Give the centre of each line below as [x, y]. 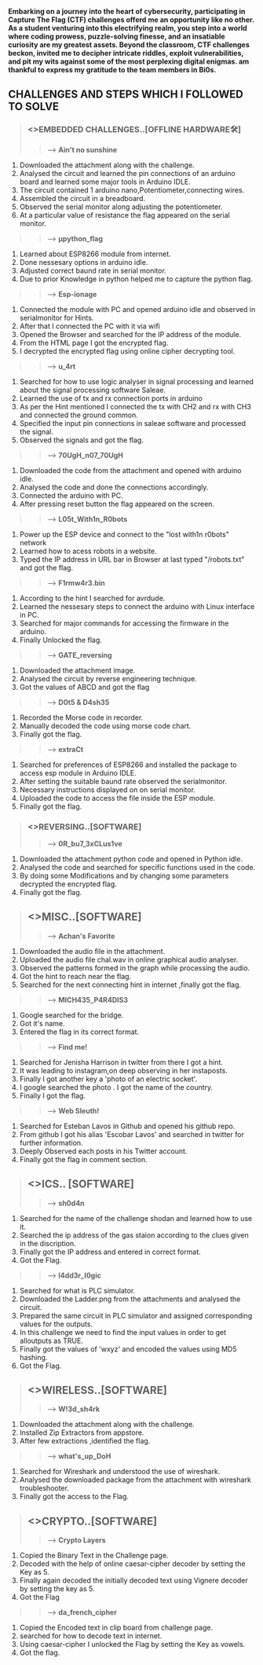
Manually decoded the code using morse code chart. [105, 725]
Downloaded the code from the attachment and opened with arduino [130, 470]
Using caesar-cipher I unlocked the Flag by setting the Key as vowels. [132, 1645]
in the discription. [47, 1243]
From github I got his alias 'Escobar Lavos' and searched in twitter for [132, 1134]
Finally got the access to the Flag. [74, 1497]
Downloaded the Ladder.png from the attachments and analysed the [130, 1299]
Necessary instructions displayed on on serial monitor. [108, 790]
